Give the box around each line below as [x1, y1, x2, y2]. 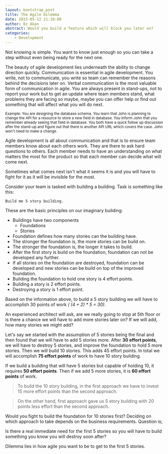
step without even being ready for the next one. [5, 54, 104, 60]
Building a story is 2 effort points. [12, 281, 81, 287]
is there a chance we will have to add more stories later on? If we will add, [5, 317, 158, 323]
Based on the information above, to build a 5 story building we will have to [5, 296, 158, 302]
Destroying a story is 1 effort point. [12, 286, 84, 292]
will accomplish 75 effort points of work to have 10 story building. [5, 353, 141, 359]
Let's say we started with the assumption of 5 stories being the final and [5, 332, 154, 338]
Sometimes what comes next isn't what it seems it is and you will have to [5, 169, 155, 175]
